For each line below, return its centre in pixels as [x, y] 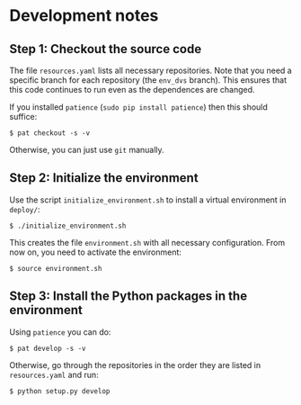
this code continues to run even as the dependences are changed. [132, 90]
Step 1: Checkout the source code [106, 49]
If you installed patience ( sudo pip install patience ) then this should [138, 107]
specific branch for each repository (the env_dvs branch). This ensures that [148, 80]
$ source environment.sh [56, 268]
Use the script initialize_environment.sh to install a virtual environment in [148, 200]
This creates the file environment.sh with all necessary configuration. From [147, 242]
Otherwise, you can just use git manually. [87, 150]
